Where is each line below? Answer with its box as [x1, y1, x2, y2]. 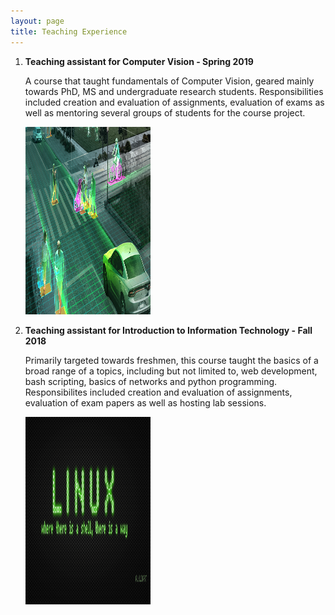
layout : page [10, 16, 65, 26]
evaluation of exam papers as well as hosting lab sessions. [24, 396, 267, 409]
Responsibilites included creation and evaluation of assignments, [24, 386, 293, 398]
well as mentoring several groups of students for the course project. [24, 106, 306, 119]
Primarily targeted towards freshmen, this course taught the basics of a [24, 354, 319, 366]
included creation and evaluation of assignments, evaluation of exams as [24, 96, 325, 108]
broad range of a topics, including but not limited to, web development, [24, 365, 318, 377]
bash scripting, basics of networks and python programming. [24, 375, 278, 387]
